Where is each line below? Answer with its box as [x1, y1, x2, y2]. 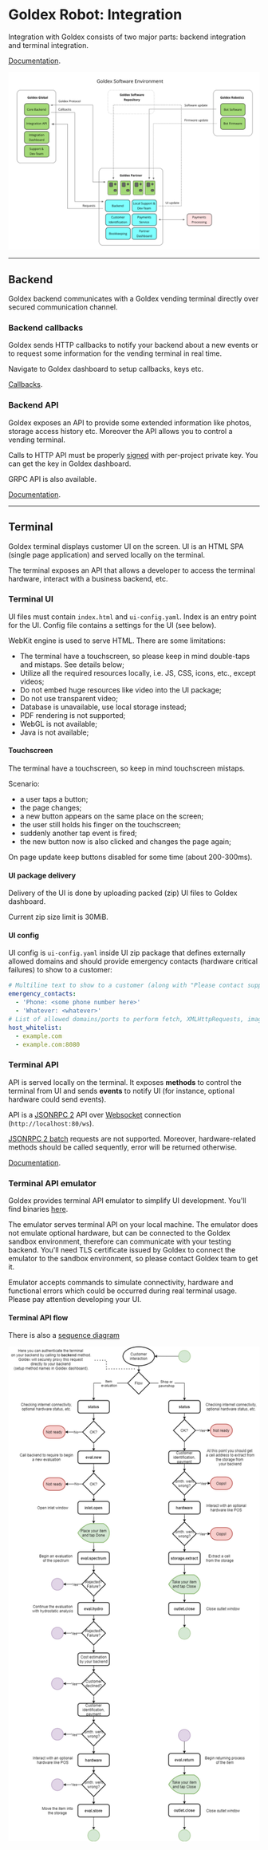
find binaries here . [8, 1205, 69, 1213]
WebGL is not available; [19, 719, 98, 728]
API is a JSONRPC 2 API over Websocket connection [8, 1110, 182, 1119]
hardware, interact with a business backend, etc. [8, 574, 168, 583]
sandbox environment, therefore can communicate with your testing [8, 1237, 231, 1246]
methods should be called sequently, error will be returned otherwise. [8, 1142, 238, 1152]
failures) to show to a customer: [8, 965, 113, 975]
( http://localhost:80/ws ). [8, 1118, 94, 1128]
